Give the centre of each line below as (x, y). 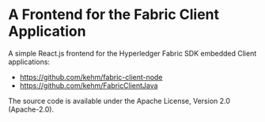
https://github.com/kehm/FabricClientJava (89, 86)
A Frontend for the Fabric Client (114, 15)
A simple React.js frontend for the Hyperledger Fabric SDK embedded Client (132, 53)
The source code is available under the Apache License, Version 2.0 (119, 101)
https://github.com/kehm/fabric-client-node (91, 77)
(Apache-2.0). (31, 109)
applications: (29, 62)
